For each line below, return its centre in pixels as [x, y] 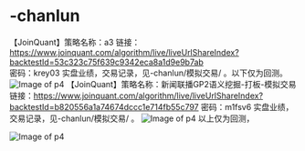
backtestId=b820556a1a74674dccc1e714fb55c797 [104, 106]
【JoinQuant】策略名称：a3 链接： [75, 42]
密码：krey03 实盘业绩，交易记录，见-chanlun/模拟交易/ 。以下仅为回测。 [148, 73]
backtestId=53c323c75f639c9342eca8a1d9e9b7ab [106, 62]
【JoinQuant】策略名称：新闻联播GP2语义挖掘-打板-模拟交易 [181, 84]
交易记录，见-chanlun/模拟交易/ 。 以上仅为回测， [132, 118]
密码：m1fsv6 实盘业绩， [247, 106]
